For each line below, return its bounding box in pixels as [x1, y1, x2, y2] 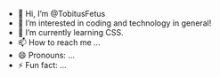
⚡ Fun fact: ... [17, 60, 67, 70]
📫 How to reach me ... [17, 37, 101, 48]
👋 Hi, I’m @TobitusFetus [17, 9, 106, 19]
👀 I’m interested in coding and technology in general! [17, 18, 212, 28]
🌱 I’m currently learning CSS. [17, 27, 125, 37]
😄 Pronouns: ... [17, 50, 76, 60]
